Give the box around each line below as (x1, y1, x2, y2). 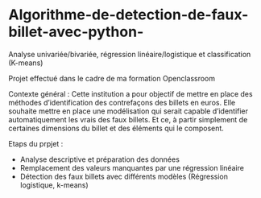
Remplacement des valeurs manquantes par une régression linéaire (19, 163, 244, 172)
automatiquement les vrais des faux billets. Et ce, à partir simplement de (8, 114, 248, 124)
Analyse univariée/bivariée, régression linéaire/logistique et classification (8, 49, 251, 59)
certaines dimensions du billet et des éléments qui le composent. (8, 123, 224, 133)
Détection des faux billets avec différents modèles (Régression (19, 171, 228, 181)
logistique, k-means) (19, 179, 89, 190)
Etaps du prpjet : (8, 138, 64, 148)
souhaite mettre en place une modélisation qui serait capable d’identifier (8, 106, 248, 116)
